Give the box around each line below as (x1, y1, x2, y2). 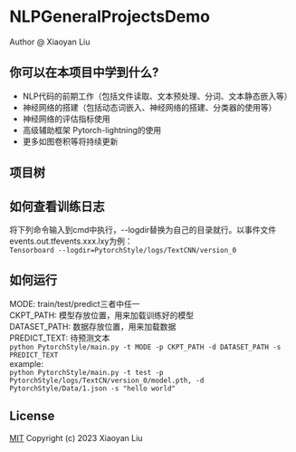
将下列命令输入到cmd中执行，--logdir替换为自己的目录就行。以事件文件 (9, 224, 277, 235)
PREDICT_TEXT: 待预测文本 (9, 332, 110, 343)
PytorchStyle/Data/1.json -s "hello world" (9, 383, 177, 393)
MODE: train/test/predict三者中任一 (9, 298, 140, 309)
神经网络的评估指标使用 (22, 113, 110, 124)
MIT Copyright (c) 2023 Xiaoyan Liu (9, 432, 143, 443)
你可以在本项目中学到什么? (9, 65, 159, 81)
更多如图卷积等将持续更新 (22, 136, 119, 147)
